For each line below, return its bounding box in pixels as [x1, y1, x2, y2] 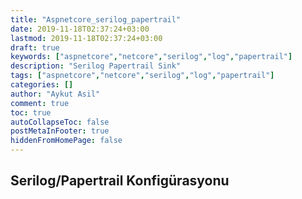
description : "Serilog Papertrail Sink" [10, 61, 182, 71]
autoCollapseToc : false [10, 117, 110, 127]
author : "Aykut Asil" [10, 89, 101, 99]
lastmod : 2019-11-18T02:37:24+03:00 [10, 33, 163, 43]
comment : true [10, 98, 70, 108]
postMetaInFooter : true [10, 126, 110, 136]
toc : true [10, 107, 52, 118]
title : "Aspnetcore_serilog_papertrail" [10, 14, 182, 25]
